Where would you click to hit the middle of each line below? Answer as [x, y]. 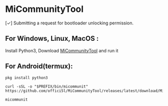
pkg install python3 [27, 78]
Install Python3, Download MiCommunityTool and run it [62, 50]
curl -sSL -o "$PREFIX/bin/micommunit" [47, 86]
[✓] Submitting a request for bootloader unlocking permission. [69, 23]
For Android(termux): [39, 66]
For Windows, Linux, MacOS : [52, 39]
